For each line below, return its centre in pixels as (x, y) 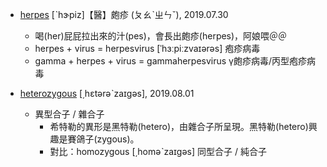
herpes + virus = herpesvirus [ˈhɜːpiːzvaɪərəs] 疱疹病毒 (147, 48)
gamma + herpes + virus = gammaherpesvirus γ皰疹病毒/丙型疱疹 (171, 61)
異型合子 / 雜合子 (69, 114)
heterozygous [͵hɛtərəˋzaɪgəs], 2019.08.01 (107, 93)
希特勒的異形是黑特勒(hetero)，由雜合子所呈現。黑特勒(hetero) (179, 126)
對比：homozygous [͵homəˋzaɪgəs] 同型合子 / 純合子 (158, 151)
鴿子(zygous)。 (108, 139)
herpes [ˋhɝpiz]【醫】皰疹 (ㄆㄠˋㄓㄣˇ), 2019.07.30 (124, 14)
